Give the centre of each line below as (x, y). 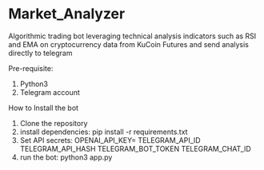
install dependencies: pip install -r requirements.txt (104, 132)
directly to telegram (40, 53)
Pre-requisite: (31, 68)
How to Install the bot (43, 108)
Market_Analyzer (67, 14)
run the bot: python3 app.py (66, 157)
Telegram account (50, 92)
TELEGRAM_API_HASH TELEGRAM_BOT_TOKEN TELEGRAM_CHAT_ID (136, 148)
